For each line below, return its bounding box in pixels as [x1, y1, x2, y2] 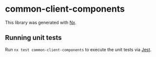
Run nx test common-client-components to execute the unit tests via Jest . [5, 46, 152, 52]
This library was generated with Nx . [5, 19, 77, 25]
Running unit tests [5, 34, 62, 42]
